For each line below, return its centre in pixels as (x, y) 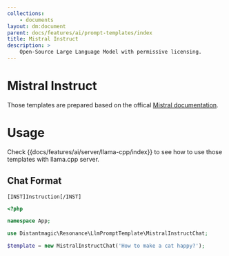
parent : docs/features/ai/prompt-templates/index (80, 33)
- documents (37, 20)
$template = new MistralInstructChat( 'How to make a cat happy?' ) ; (106, 246)
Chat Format (34, 181)
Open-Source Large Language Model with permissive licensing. (111, 52)
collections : (26, 13)
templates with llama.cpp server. (53, 159)
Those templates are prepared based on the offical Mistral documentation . (113, 105)
